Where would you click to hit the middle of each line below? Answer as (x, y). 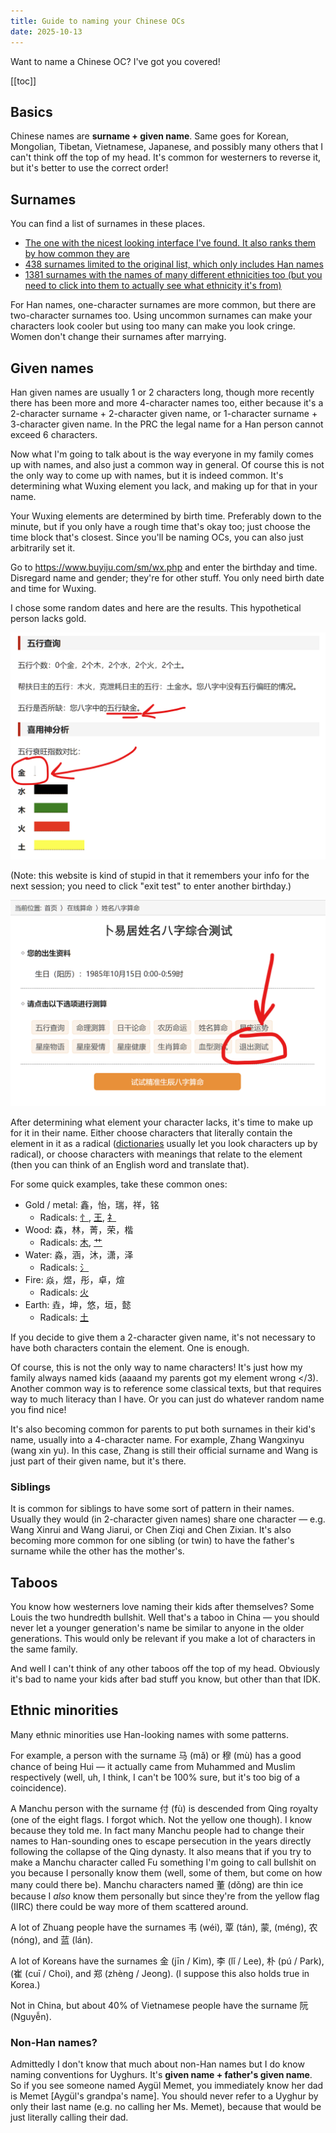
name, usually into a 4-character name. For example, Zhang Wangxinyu (157, 1439)
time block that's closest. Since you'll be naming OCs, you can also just (157, 537)
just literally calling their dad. (69, 2117)
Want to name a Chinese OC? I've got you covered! (115, 61)
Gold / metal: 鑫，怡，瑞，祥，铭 (92, 1204)
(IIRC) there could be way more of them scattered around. (129, 1906)
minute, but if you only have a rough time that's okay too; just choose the (160, 526)
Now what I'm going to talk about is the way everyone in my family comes (162, 454)
